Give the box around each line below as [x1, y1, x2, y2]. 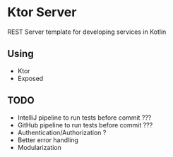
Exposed [17, 74, 44, 82]
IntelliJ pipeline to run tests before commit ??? [17, 113, 152, 122]
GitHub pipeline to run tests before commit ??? [17, 120, 153, 129]
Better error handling [17, 135, 79, 144]
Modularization [17, 143, 61, 151]
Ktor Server [7, 4, 77, 20]
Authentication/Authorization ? [17, 128, 107, 137]
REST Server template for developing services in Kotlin [7, 27, 167, 36]
